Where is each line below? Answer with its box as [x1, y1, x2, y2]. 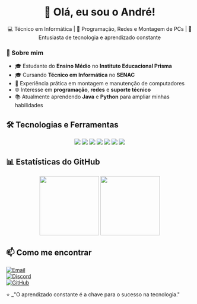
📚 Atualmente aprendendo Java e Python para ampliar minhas [14, 93, 170, 100]
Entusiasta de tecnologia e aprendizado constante [38, 34, 161, 41]
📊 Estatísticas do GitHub [6, 157, 100, 167]
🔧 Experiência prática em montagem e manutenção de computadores [14, 80, 185, 87]
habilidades [14, 102, 43, 109]
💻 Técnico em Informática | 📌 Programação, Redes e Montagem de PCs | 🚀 [7, 25, 192, 32]
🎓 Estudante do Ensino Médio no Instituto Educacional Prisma [14, 62, 172, 70]
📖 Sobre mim [6, 49, 43, 57]
